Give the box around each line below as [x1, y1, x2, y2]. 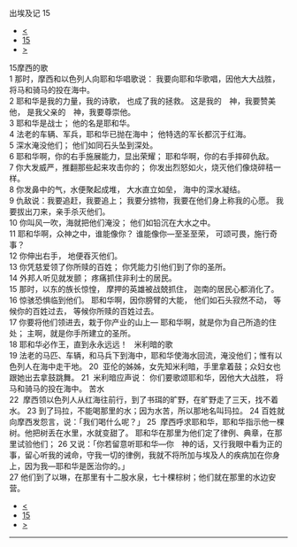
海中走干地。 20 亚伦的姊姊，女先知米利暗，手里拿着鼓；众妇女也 [39, 361, 281, 372]
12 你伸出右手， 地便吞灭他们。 [9, 250, 123, 261]
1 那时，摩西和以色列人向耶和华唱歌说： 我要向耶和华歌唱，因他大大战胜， [9, 73, 280, 84]
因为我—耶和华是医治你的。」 [24, 461, 130, 471]
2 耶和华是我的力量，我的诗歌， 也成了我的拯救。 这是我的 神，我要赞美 [9, 96, 277, 106]
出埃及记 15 [9, 8, 50, 18]
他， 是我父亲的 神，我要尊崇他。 [9, 107, 135, 117]
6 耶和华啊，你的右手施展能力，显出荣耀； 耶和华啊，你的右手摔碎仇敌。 [9, 151, 274, 161]
